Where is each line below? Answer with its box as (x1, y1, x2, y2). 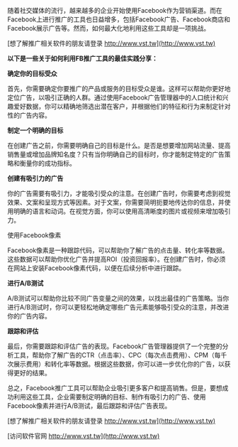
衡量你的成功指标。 (19, 159, 76, 167)
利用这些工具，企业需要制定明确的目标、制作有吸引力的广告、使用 (13, 393, 206, 401)
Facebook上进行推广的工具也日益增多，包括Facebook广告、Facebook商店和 (7, 15, 230, 23)
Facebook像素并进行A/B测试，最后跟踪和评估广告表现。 (7, 402, 171, 410)
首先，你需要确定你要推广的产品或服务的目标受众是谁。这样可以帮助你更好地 (7, 85, 231, 92)
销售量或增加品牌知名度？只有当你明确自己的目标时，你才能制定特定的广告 (7, 150, 225, 158)
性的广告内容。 (7, 111, 51, 119)
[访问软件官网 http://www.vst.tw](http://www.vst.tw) (7, 432, 160, 440)
